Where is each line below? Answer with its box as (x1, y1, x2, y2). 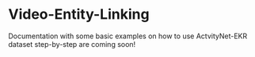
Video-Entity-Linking (8, 5, 150, 23)
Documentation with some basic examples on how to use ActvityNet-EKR (8, 31, 248, 41)
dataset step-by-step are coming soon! (8, 39, 136, 48)
